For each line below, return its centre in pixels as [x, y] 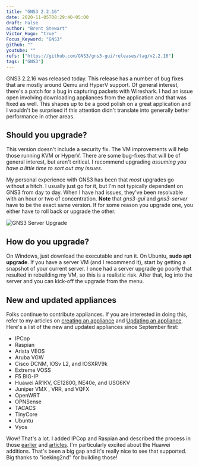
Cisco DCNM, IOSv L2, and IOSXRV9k [61, 363]
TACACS [25, 408]
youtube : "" [21, 51]
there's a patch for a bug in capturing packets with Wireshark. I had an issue [99, 91]
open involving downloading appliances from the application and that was [97, 97]
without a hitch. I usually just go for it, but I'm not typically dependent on [94, 186]
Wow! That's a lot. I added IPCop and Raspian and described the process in [99, 438]
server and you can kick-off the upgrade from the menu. [75, 281]
